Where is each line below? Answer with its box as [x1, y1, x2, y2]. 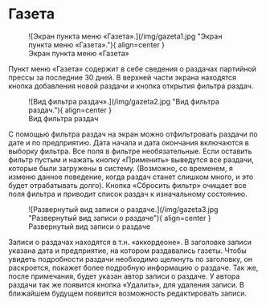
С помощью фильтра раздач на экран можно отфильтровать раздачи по [8, 129, 259, 139]
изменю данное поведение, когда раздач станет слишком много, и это [8, 172, 254, 182]
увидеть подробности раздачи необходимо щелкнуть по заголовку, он [8, 254, 253, 263]
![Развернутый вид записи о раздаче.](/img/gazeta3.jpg [28, 204, 219, 214]
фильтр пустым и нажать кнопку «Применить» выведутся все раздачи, [8, 154, 255, 165]
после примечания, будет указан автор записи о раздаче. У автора [8, 271, 240, 281]
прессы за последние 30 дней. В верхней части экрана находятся [8, 72, 237, 82]
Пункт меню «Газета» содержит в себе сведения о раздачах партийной [8, 63, 257, 73]
